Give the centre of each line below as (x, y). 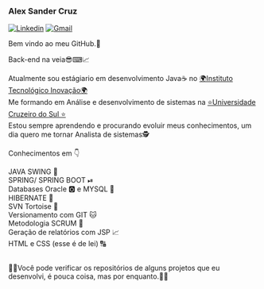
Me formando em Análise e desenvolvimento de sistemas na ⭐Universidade (132, 102)
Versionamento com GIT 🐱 (52, 215)
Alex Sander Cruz (43, 11)
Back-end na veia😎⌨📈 (49, 60)
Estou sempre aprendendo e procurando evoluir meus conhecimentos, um (130, 125)
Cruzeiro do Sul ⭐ (37, 114)
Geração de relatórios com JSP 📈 (64, 233)
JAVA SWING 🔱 (33, 171)
